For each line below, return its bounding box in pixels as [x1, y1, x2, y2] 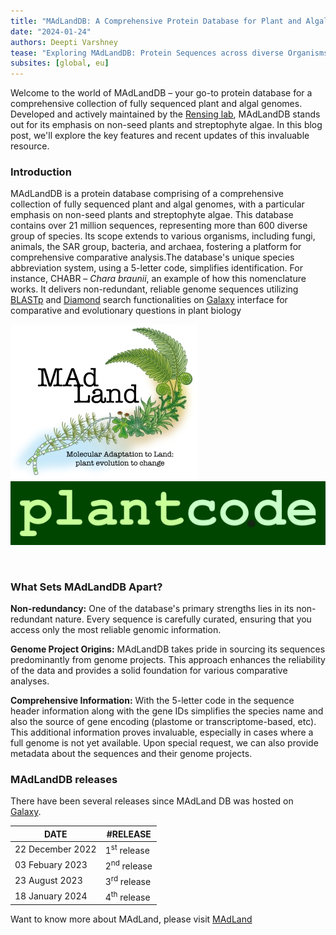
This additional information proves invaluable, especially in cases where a [10, 726, 314, 739]
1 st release [104, 843, 150, 856]
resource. [10, 140, 50, 152]
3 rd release [104, 873, 152, 887]
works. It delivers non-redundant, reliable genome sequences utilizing [10, 283, 299, 295]
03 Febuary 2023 [14, 859, 88, 871]
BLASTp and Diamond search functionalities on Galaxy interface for [10, 294, 288, 306]
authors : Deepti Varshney [10, 37, 118, 47]
